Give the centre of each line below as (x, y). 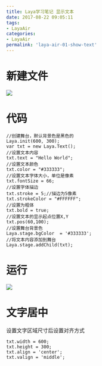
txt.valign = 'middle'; (36, 357)
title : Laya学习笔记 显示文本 (40, 12)
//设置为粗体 (20, 205)
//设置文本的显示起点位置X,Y (37, 217)
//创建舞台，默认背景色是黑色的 (40, 136)
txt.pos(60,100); (28, 222)
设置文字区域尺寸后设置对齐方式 (45, 330)
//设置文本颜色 (22, 164)
